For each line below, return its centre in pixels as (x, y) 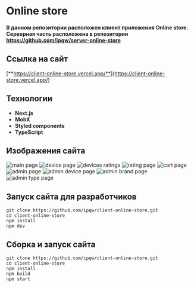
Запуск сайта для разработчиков (71, 196)
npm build (18, 274)
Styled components (40, 125)
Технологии (29, 99)
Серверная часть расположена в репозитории (67, 33)
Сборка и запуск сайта (51, 244)
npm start (18, 279)
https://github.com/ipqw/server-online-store (63, 40)
